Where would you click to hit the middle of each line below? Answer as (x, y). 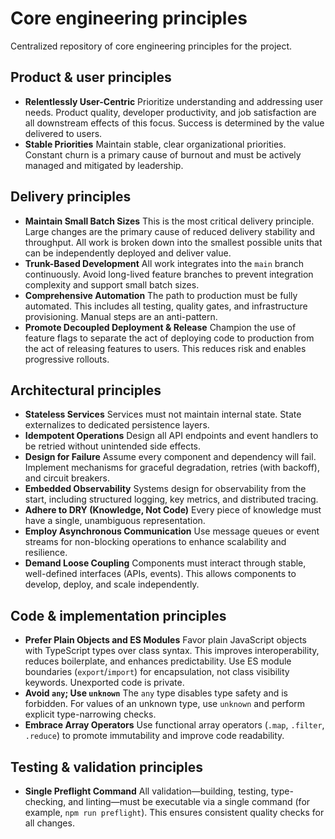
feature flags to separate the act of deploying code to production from (169, 338)
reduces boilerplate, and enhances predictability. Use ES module (158, 661)
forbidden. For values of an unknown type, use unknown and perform (165, 704)
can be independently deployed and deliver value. (128, 253)
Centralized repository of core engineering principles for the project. (151, 46)
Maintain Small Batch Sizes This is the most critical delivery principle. (169, 221)
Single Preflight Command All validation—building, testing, (146, 791)
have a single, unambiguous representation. (115, 521)
